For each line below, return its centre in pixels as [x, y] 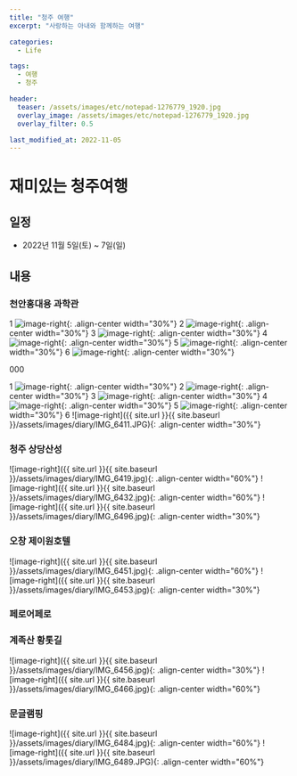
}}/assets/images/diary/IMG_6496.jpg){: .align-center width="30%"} [135, 517]
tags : [19, 66]
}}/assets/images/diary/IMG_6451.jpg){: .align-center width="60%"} [134, 570]
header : [24, 99]
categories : [31, 42]
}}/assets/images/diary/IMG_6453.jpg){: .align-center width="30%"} [135, 590]
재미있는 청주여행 [69, 187]
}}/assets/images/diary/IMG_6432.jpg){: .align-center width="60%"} [135, 498]
